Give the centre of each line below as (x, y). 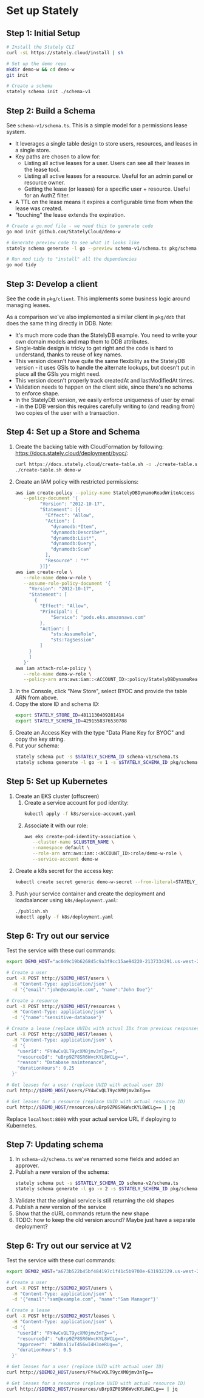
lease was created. (39, 208)
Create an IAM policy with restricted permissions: (76, 481)
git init (17, 75)
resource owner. (45, 182)
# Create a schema (29, 86)
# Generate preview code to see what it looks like (73, 242)
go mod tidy (21, 265)
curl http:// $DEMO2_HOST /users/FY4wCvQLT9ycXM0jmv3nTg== (80, 1372)
